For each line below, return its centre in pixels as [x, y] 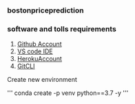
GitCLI [26, 66]
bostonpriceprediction [45, 10]
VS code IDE [35, 51]
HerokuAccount [39, 59]
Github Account [39, 44]
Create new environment [42, 80]
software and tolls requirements [62, 28]
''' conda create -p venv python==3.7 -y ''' [68, 93]
